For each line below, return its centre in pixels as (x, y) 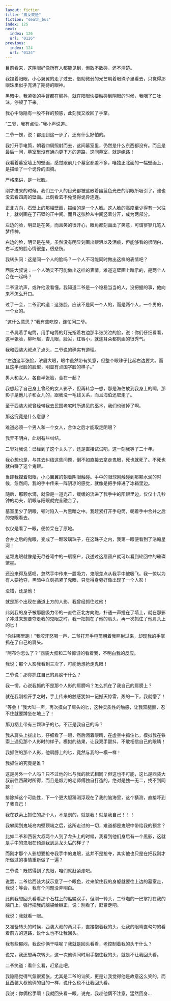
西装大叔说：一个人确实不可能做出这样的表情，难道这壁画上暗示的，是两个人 (85, 270)
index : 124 (21, 48)
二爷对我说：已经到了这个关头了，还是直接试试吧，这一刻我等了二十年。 (81, 449)
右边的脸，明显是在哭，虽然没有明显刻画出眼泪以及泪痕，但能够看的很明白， (85, 242)
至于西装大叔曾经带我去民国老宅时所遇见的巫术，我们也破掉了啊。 (74, 406)
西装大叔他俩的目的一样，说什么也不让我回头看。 (61, 982)
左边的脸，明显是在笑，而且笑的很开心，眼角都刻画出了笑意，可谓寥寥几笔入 (85, 225)
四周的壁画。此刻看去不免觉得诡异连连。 (61, 197)
